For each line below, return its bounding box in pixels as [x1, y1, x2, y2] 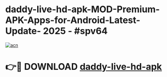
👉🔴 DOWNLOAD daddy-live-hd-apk [5, 61, 162, 72]
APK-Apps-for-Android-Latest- [5, 14, 141, 26]
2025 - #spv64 [43, 25, 108, 37]
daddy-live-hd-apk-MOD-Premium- [5, 4, 160, 15]
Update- [5, 25, 41, 37]
